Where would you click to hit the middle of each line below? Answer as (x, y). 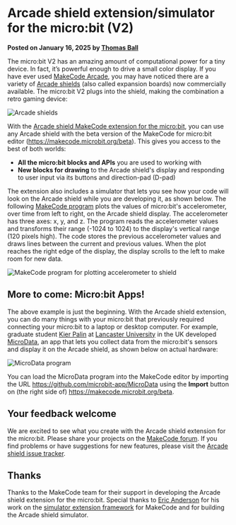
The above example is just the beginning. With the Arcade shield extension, (117, 312)
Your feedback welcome (62, 414)
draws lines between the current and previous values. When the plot (107, 243)
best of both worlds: (37, 148)
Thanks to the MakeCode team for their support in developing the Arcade (114, 492)
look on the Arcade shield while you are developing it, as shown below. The (117, 199)
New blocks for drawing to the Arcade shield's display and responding (121, 170)
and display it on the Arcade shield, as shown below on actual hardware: (113, 349)
